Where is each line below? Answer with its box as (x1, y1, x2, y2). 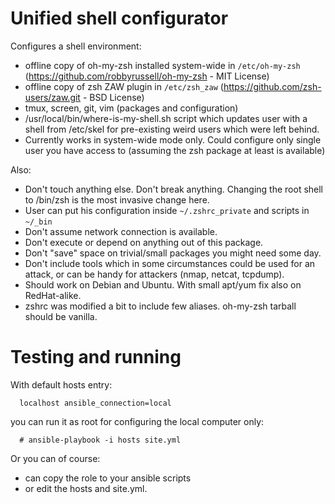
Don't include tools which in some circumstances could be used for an (24, 257, 316, 269)
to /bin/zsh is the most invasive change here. (24, 193, 210, 206)
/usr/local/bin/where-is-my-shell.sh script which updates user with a (24, 112, 308, 124)
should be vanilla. (24, 310, 98, 322)
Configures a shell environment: (10, 40, 142, 52)
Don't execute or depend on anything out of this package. (24, 236, 264, 248)
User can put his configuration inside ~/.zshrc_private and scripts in (24, 204, 310, 216)
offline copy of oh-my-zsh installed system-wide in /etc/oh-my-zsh (24, 59, 301, 71)
